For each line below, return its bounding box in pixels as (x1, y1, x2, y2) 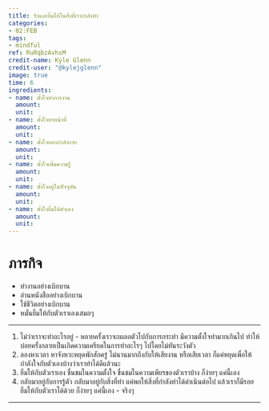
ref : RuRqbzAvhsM (8, 49, 66, 57)
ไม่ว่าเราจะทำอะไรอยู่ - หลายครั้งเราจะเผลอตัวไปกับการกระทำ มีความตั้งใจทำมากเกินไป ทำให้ (19, 332, 260, 341)
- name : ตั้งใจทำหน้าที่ (8, 116, 66, 124)
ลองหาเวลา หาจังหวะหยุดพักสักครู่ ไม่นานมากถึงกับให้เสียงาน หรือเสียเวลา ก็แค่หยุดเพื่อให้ (19, 349, 252, 360)
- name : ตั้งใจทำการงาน (8, 94, 70, 102)
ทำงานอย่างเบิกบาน (19, 281, 70, 291)
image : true (8, 71, 48, 79)
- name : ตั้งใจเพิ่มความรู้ (8, 161, 71, 169)
